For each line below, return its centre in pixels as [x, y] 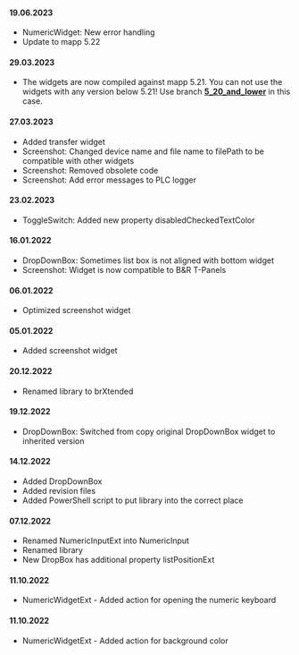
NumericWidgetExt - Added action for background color [125, 641]
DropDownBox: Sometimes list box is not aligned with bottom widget [148, 260]
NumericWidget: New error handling [88, 32]
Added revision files [59, 491]
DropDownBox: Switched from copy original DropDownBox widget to [149, 431]
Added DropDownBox [62, 481]
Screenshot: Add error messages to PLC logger [109, 180]
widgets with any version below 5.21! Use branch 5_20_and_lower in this [156, 92]
